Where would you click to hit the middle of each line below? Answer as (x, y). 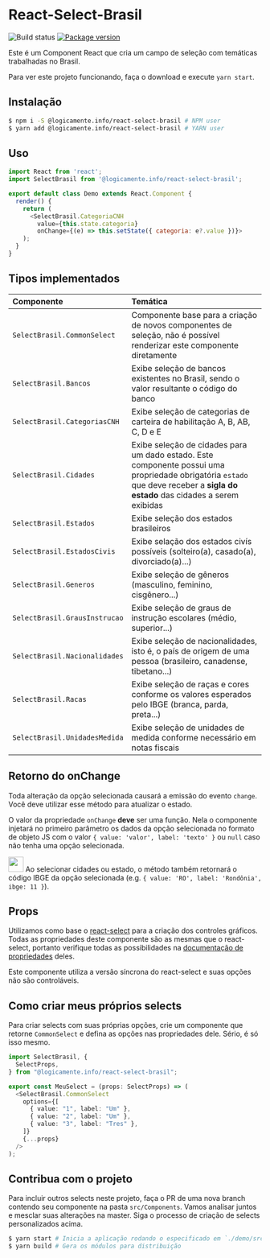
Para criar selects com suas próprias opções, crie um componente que (126, 1025)
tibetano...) (152, 671)
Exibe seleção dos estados (182, 518)
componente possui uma (178, 464)
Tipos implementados (64, 279)
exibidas (147, 505)
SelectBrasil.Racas (49, 699)
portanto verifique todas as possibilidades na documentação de (137, 948)
